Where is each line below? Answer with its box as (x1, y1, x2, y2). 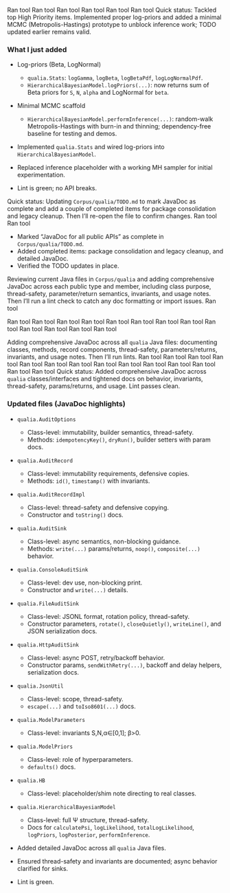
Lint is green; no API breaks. (16, 184, 97, 192)
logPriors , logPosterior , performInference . (27, 830, 150, 839)
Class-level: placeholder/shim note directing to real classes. (27, 789, 197, 798)
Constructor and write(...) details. (27, 585, 128, 594)
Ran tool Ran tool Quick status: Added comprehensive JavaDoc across (7, 368, 207, 376)
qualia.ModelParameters (16, 716, 86, 723)
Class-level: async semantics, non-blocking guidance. (27, 537, 181, 545)
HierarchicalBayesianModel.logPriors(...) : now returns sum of (27, 81, 209, 89)
